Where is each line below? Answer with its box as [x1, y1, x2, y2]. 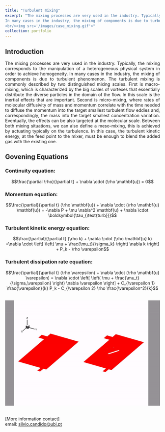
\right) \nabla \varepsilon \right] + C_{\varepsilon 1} [52, 280, 155, 286]
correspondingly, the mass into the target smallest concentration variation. [5, 112, 160, 118]
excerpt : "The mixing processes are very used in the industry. [5, 13, 139, 18]
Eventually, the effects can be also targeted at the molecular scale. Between [5, 118, 160, 124]
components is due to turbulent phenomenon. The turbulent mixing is [5, 76, 160, 82]
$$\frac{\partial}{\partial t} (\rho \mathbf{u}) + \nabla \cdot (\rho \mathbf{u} [5, 202, 160, 208]
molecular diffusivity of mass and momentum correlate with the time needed [5, 102, 160, 108]
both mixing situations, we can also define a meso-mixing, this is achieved [5, 123, 160, 128]
